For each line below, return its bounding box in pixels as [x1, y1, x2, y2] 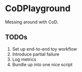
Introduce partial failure [12, 51, 60, 57]
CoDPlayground [5, 3, 71, 14]
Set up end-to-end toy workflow [12, 46, 77, 52]
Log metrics [12, 56, 37, 62]
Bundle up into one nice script [12, 61, 73, 67]
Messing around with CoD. [5, 19, 59, 25]
